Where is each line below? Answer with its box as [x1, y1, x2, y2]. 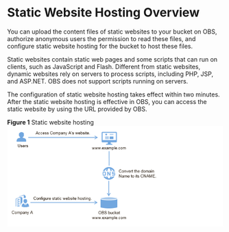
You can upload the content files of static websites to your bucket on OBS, [7, 27, 217, 36]
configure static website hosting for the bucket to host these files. [7, 42, 193, 50]
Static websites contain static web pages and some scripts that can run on [7, 55, 218, 63]
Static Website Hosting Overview [7, 5, 200, 21]
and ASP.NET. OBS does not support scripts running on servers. [7, 77, 189, 85]
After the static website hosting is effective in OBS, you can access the [7, 97, 207, 105]
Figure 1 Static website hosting [7, 118, 95, 126]
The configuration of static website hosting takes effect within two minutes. [7, 90, 221, 99]
